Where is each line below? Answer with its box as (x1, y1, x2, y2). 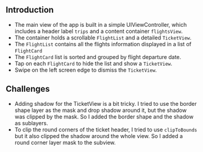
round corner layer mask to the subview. (14, 139, 116, 146)
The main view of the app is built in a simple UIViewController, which (14, 21, 187, 28)
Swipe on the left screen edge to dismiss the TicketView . (14, 66, 157, 74)
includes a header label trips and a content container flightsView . (14, 27, 183, 35)
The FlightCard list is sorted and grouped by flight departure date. (14, 53, 182, 60)
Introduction (5, 5, 54, 15)
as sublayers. (14, 119, 48, 126)
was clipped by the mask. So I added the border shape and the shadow (14, 112, 194, 120)
